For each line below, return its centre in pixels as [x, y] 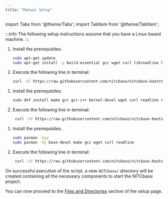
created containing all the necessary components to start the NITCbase [79, 176]
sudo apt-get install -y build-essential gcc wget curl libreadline [86, 63]
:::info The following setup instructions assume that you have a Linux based [83, 34]
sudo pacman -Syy [31, 138]
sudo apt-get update [34, 58]
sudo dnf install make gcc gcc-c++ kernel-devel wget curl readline [86, 100]
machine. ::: [17, 39]
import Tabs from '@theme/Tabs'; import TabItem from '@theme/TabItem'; [82, 24]
